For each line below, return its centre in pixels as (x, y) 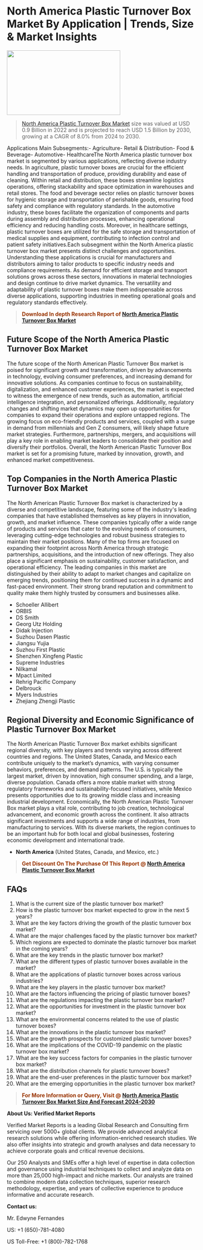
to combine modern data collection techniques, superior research (89, 1182)
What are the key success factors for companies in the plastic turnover (104, 1058)
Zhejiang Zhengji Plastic (45, 701)
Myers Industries (37, 694)
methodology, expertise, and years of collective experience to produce (95, 1188)
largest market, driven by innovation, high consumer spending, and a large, (100, 776)
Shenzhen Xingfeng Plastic (49, 656)
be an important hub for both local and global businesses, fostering (91, 834)
